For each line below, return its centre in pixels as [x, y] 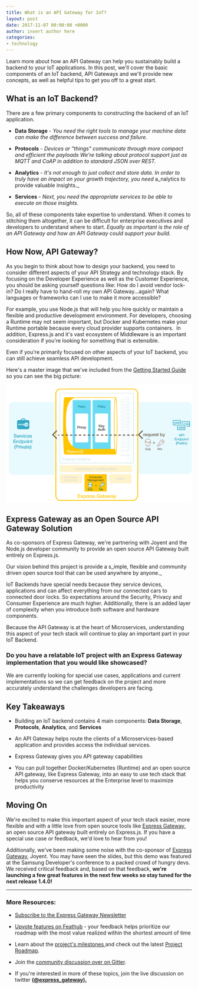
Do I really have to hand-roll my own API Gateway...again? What [92, 291]
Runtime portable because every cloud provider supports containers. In [93, 328]
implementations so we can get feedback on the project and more [86, 682]
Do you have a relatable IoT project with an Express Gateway [94, 655]
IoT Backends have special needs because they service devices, [85, 584]
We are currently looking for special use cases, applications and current [93, 675]
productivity [29, 787]
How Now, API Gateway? [52, 252]
